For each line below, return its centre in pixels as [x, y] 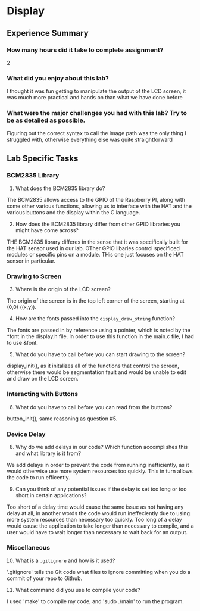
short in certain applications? [51, 495]
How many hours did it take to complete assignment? [85, 50]
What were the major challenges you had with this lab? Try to [97, 113]
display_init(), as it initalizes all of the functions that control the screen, [93, 366]
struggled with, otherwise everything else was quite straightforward [90, 140]
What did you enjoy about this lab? [58, 78]
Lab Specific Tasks [43, 158]
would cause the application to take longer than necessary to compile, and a [100, 526]
